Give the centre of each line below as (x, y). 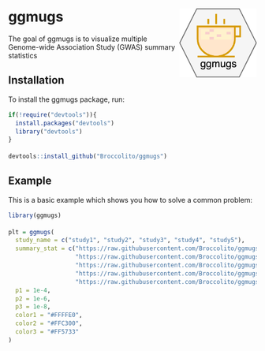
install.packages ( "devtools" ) (65, 123)
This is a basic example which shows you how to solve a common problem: (130, 200)
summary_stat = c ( (46, 248)
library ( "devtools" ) (49, 131)
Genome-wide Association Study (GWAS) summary (92, 47)
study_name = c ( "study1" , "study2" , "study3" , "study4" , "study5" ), (130, 241)
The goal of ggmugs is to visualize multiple (78, 39)
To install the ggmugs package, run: (66, 99)
